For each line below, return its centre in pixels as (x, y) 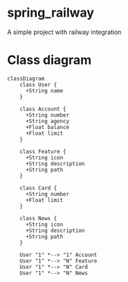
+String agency (47, 121)
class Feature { (43, 151)
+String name (44, 91)
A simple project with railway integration (64, 32)
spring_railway (51, 13)
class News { (38, 218)
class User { (38, 85)
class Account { (43, 109)
